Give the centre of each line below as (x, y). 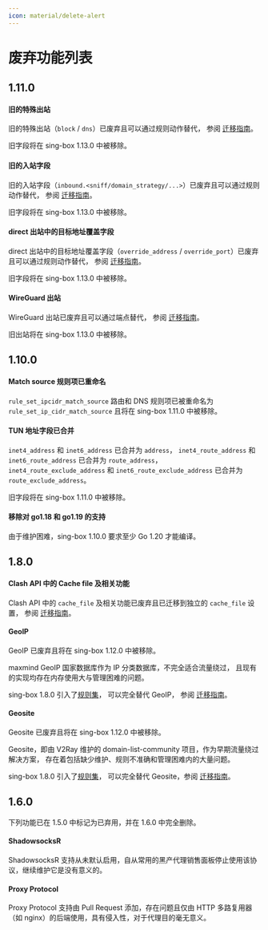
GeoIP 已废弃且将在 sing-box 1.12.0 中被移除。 (84, 650)
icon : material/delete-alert (57, 16)
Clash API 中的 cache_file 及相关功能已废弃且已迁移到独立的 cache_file (127, 603)
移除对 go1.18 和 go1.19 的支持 (57, 517)
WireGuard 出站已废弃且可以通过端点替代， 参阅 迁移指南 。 (106, 317)
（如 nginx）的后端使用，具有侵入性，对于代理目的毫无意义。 (110, 918)
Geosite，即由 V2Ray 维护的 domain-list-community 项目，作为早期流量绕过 (134, 750)
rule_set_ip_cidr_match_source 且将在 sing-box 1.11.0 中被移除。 (115, 410)
